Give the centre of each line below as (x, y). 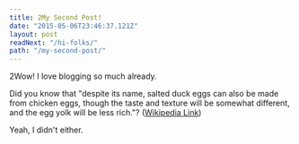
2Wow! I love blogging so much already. (83, 76)
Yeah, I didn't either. (46, 130)
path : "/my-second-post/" (57, 51)
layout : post (34, 34)
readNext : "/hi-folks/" (54, 42)
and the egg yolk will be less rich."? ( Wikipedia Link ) (106, 113)
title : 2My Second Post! (56, 17)
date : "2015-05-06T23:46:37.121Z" (74, 26)
